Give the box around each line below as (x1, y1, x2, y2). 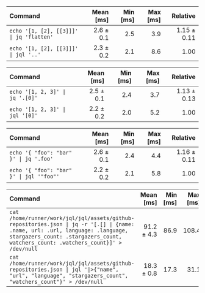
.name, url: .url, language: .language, (9, 227, 128, 234)
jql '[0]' (9, 112, 38, 119)
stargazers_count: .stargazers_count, (9, 233, 122, 240)
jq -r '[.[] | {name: (71, 221, 135, 227)
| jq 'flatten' (9, 34, 54, 40)
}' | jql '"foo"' (9, 173, 60, 180)
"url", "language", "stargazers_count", (9, 272, 128, 279)
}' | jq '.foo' (9, 156, 54, 162)
